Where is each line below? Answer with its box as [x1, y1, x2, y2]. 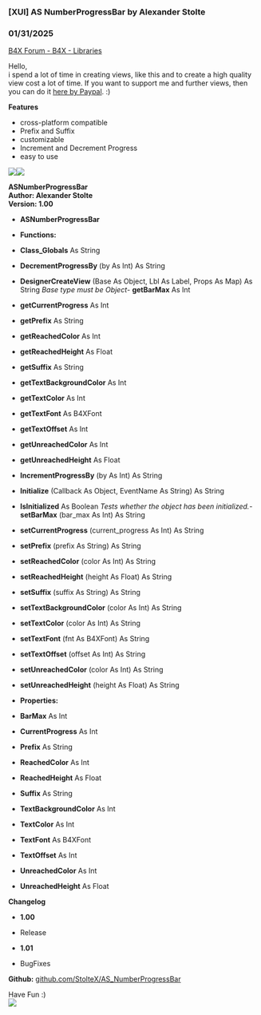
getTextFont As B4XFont [19, 409, 102, 418]
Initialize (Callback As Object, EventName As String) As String [19, 486, 225, 496]
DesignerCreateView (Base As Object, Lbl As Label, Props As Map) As [19, 276, 253, 286]
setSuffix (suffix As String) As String [19, 588, 141, 597]
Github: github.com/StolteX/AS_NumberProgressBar [8, 974, 181, 984]
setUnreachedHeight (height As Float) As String [19, 680, 180, 690]
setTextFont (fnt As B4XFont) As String [19, 634, 150, 644]
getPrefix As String [19, 316, 84, 326]
